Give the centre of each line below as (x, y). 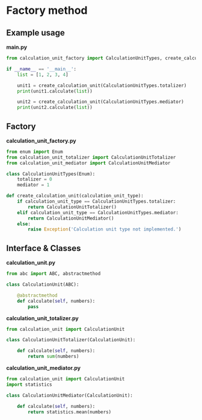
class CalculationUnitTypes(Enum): (51, 174)
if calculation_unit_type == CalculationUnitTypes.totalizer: (96, 202)
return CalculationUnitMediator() (71, 218)
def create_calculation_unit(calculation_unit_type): (75, 196)
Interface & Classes (44, 248)
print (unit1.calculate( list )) (55, 91)
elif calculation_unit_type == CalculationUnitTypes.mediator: (98, 212)
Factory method (47, 11)
